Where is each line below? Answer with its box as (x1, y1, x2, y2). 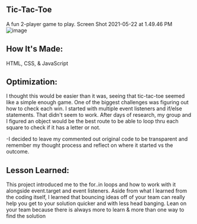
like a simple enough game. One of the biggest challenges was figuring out (6, 99, 189, 106)
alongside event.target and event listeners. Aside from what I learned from (6, 187, 188, 194)
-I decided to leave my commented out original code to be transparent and (6, 136, 188, 143)
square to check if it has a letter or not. (6, 124, 101, 131)
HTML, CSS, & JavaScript (6, 59, 69, 67)
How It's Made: (6, 44, 63, 54)
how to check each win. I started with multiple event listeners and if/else (6, 105, 182, 112)
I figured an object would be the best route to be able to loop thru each (6, 118, 179, 125)
